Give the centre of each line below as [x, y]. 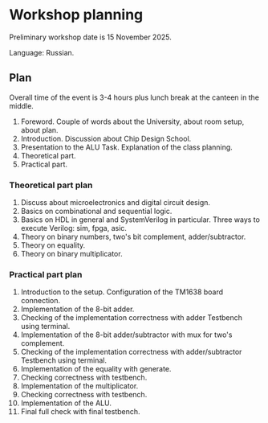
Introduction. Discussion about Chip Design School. [106, 138]
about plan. [39, 129]
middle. [22, 105]
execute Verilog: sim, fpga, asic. [74, 228]
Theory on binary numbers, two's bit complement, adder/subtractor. [133, 237]
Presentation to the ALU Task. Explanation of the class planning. [127, 147]
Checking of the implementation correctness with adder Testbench [132, 318]
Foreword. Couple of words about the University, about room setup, [132, 121]
